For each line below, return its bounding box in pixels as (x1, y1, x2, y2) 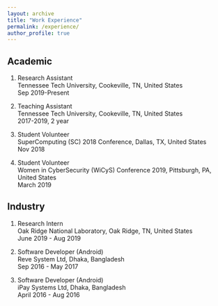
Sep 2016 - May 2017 (17, 262, 79, 271)
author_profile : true (7, 29, 70, 37)
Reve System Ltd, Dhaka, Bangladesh (17, 255, 125, 263)
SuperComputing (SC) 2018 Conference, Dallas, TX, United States (17, 138, 207, 146)
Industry (7, 201, 45, 213)
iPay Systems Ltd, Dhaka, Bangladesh (17, 283, 126, 291)
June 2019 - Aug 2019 (17, 234, 81, 242)
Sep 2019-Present (17, 88, 70, 97)
